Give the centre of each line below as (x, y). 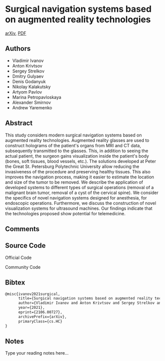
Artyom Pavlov (27, 92)
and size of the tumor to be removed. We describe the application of (74, 182)
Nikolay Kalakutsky (31, 87)
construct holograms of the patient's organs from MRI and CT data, (73, 145)
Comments (22, 229)
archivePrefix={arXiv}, (42, 317)
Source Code (25, 246)
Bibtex (15, 282)
